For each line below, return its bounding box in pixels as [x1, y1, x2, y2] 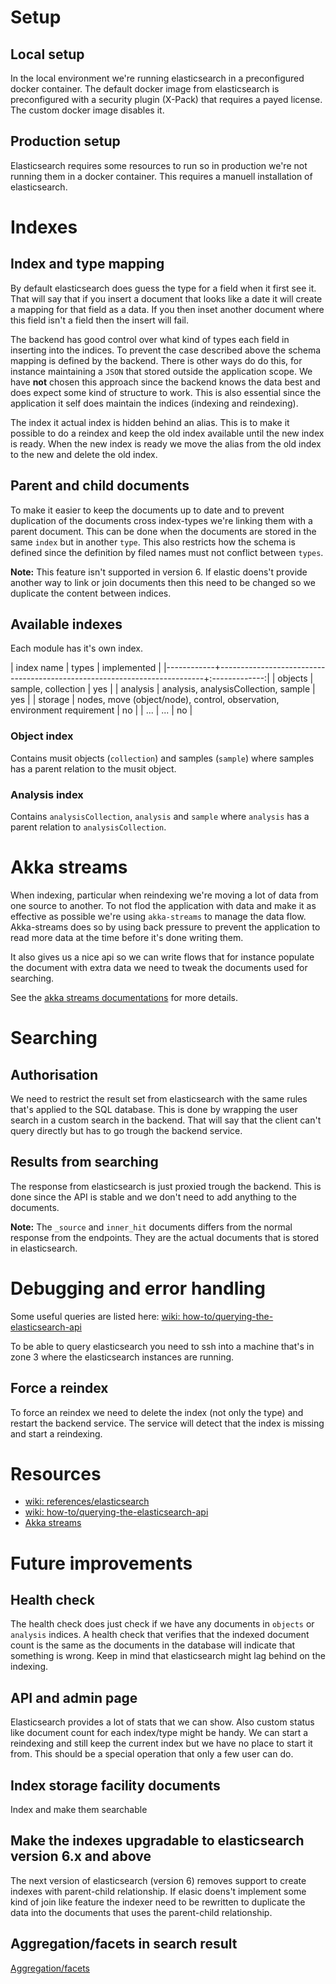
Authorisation [10, 1066, 99, 1083]
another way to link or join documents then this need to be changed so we [10, 576, 316, 588]
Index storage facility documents [10, 1777, 221, 1794]
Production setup [10, 133, 121, 150]
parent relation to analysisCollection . [10, 821, 167, 833]
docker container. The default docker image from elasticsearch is [10, 83, 280, 95]
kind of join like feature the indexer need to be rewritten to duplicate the [10, 1896, 306, 1908]
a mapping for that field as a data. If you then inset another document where [10, 303, 325, 315]
